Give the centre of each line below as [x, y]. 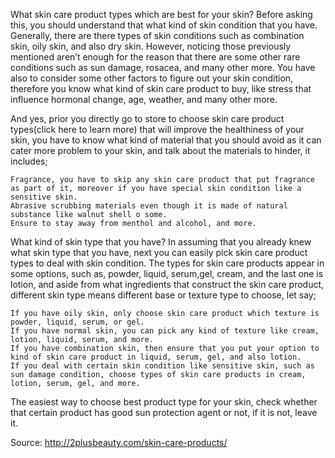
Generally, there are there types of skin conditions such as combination [157, 35]
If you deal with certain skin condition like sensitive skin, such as [162, 366]
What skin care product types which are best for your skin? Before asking [161, 14]
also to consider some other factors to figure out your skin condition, [152, 78]
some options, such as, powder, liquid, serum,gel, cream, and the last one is [167, 273]
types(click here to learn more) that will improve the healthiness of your [157, 129]
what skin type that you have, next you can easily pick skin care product [159, 252]
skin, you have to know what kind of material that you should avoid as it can [166, 140]
